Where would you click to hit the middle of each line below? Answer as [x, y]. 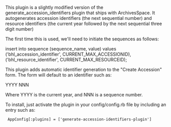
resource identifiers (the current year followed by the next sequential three [84, 23]
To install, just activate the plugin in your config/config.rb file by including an [86, 105]
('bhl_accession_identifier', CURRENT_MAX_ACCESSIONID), [68, 54]
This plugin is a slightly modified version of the [54, 7]
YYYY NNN [17, 85]
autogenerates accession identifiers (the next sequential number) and [79, 18]
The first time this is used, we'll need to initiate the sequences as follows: [82, 39]
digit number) [20, 29]
